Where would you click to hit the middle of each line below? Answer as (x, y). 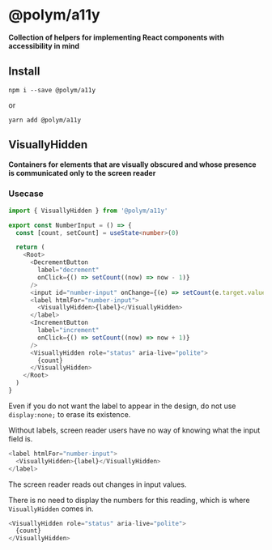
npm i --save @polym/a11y (52, 90)
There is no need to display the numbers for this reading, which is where (129, 500)
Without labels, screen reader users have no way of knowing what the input (134, 430)
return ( (30, 247)
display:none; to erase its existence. (70, 414)
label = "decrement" (68, 270)
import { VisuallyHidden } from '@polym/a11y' (88, 211)
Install (24, 72)
